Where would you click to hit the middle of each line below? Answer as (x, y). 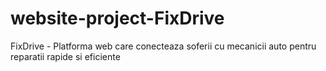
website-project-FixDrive (117, 18)
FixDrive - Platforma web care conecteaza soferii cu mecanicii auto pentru (163, 46)
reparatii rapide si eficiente (65, 56)
